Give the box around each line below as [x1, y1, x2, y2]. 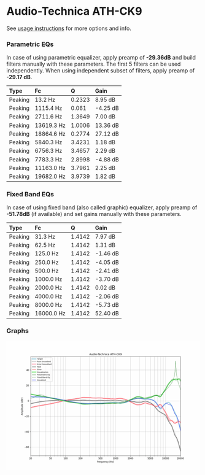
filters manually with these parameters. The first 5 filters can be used [6, 60, 181, 68]
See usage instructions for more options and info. [6, 25, 132, 32]
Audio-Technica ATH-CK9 [6, 4, 142, 18]
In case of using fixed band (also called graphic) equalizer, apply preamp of [6, 204, 198, 211]
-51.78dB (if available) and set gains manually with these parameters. [6, 210, 182, 218]
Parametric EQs [6, 40, 54, 48]
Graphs [6, 326, 29, 335]
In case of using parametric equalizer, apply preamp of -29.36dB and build [6, 54, 196, 61]
